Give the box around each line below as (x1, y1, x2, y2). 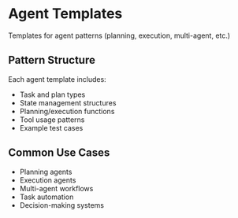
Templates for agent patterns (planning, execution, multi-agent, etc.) (8, 31, 231, 40)
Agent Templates (8, 5, 123, 23)
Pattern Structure (8, 54, 96, 67)
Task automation (19, 192, 74, 201)
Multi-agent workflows (19, 183, 94, 193)
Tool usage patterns (19, 115, 85, 124)
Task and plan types (19, 90, 86, 99)
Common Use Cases (8, 146, 110, 160)
